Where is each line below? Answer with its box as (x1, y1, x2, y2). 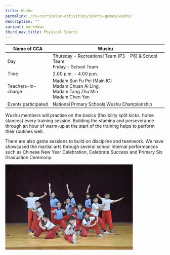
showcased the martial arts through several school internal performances (5, 143, 158, 150)
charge (7, 89, 22, 95)
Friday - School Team (53, 63, 98, 69)
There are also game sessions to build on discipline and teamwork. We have (5, 138, 164, 144)
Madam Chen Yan (53, 94, 90, 100)
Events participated (7, 101, 48, 107)
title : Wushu (5, 8, 33, 13)
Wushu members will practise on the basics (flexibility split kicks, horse (5, 112, 154, 119)
